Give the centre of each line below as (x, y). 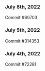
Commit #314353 (22, 41)
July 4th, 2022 (23, 53)
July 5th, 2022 (22, 30)
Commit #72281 (21, 64)
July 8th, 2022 (22, 7)
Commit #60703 (21, 18)
